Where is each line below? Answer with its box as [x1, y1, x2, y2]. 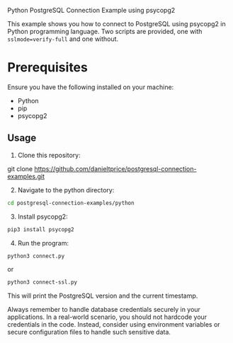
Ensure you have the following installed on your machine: [7, 83, 174, 91]
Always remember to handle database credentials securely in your [7, 306, 200, 314]
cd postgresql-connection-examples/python [7, 199, 135, 207]
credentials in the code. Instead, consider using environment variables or [7, 320, 221, 329]
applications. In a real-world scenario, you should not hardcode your [7, 313, 208, 321]
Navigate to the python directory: [17, 185, 115, 194]
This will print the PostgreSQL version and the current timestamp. [7, 291, 198, 300]
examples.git [7, 172, 45, 180]
